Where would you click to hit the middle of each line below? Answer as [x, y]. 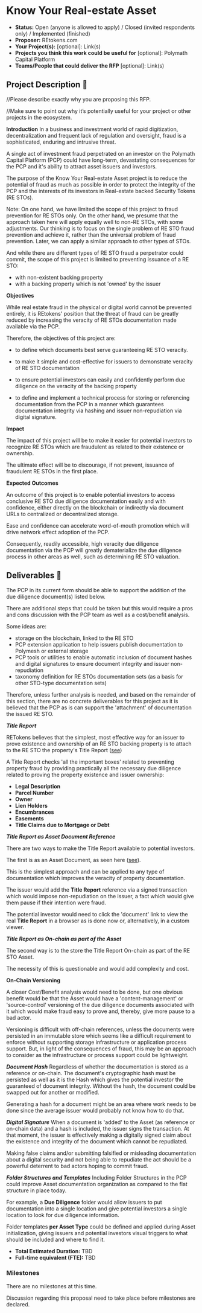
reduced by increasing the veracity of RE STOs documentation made [91, 320]
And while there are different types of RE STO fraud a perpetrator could [95, 253]
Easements [29, 818]
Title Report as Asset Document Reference [61, 836]
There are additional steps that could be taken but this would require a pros [99, 608]
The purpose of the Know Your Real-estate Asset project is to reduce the [97, 178]
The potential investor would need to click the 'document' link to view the [97, 914]
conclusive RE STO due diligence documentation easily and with [86, 501]
